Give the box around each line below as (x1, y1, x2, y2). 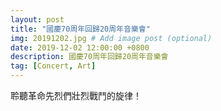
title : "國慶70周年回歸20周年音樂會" (10, 24, 151, 34)
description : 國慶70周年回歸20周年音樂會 (10, 52, 169, 62)
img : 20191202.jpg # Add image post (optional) (10, 33, 213, 43)
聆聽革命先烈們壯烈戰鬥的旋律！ (10, 90, 142, 101)
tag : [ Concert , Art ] (10, 61, 97, 71)
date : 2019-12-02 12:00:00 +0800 (10, 42, 150, 53)
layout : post (10, 14, 65, 25)
